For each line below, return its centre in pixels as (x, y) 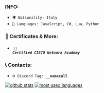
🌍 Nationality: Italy (35, 18)
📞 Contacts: (18, 65)
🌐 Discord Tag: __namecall (40, 76)
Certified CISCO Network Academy (46, 53)
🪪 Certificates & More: (32, 37)
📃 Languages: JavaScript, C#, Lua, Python (56, 24)
